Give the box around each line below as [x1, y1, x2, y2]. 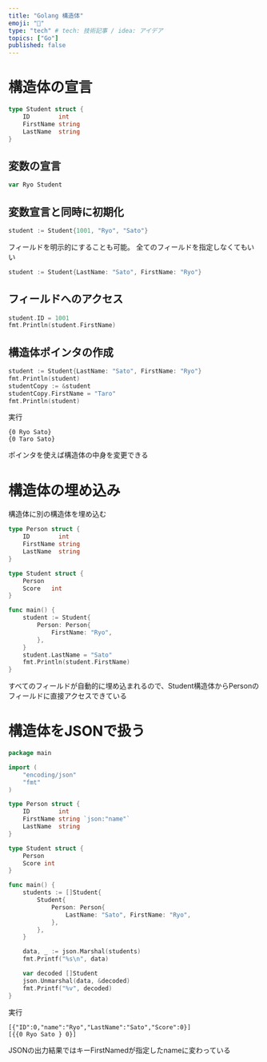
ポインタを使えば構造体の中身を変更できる [8, 450, 149, 460]
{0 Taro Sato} [8, 435, 56, 444]
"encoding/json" [22, 771, 78, 779]
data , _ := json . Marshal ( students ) [22, 948, 141, 956]
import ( [8, 763, 38, 772]
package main [8, 749, 52, 757]
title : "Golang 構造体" [8, 11, 84, 20]
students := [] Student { [22, 888, 102, 896]
